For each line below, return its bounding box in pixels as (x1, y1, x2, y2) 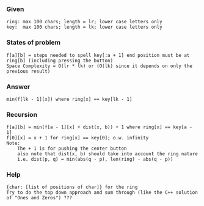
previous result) (6, 68, 51, 75)
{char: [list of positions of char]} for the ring (6, 184, 138, 191)
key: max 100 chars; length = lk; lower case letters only (6, 24, 163, 31)
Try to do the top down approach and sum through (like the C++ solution (6, 189, 199, 196)
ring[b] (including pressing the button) (6, 57, 114, 64)
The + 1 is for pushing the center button (17, 145, 127, 152)
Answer (6, 82, 31, 90)
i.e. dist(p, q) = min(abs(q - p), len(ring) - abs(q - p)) (17, 156, 173, 163)
